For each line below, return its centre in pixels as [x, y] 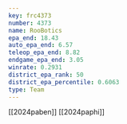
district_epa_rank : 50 [46, 75]
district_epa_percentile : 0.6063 [64, 82]
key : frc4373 [30, 15]
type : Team [26, 89]
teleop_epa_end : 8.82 [44, 52]
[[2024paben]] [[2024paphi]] [57, 112]
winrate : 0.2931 [35, 68]
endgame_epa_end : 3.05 [46, 60]
